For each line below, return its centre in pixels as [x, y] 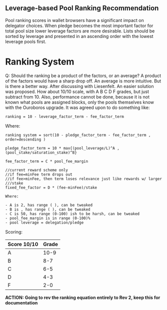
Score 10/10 [23, 244]
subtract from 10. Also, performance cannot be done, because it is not [77, 96]
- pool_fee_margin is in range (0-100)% [48, 218]
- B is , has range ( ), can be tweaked [48, 209]
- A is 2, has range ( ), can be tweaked [49, 205]
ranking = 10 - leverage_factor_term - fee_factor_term [64, 116]
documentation [21, 302]
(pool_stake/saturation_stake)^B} [41, 152]
